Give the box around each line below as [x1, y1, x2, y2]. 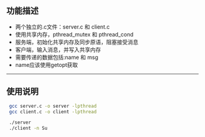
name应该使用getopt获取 [15, 61, 78, 68]
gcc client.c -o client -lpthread [9, 108, 97, 114]
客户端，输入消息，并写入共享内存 [15, 46, 101, 53]
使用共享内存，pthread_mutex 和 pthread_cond [15, 30, 134, 38]
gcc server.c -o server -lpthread [9, 103, 97, 109]
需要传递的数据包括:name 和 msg [15, 54, 99, 61]
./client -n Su [9, 125, 48, 132]
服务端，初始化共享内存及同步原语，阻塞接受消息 [15, 38, 138, 46]
